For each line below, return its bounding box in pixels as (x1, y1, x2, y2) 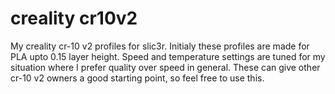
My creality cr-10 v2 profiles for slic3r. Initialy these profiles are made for (10, 40, 310, 52)
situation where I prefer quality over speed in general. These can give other (10, 61, 321, 73)
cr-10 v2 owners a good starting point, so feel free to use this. (10, 72, 265, 84)
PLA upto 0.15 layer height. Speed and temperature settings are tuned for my (10, 50, 326, 62)
